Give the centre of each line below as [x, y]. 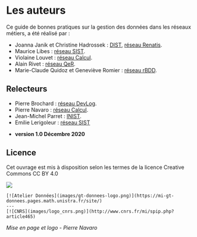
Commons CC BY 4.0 [32, 173]
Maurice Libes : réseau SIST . [50, 51]
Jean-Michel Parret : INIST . [48, 116]
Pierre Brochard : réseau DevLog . [56, 103]
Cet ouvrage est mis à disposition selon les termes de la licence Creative [95, 167]
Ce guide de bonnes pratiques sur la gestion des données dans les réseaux [99, 27]
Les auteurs [36, 10]
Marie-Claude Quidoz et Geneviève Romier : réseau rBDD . [86, 70]
